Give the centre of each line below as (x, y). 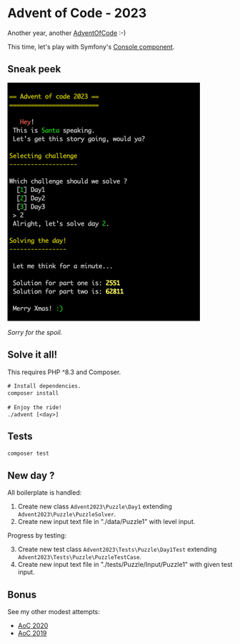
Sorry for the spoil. (35, 332)
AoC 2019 (32, 633)
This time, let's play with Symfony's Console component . (91, 46)
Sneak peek (34, 69)
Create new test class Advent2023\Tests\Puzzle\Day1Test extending (117, 549)
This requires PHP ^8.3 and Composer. (64, 372)
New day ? (31, 475)
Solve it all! (32, 355)
